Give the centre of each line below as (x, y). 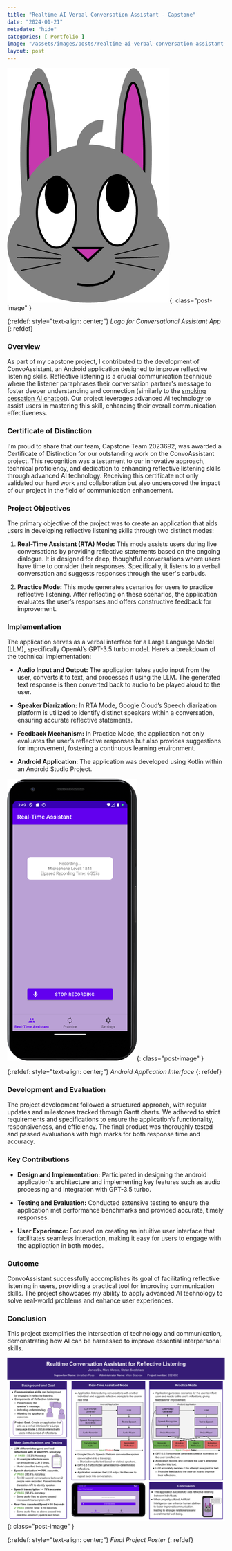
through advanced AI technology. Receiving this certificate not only (103, 475)
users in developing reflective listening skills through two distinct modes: (110, 530)
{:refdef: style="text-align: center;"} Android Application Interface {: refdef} (115, 1072)
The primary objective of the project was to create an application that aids (112, 523)
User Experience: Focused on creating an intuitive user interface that (116, 1231)
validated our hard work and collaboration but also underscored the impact (114, 483)
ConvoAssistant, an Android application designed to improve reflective (107, 369)
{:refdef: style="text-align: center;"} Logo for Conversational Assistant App (114, 321)
